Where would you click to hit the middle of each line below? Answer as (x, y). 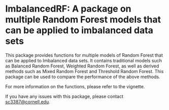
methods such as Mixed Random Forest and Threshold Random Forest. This (84, 71)
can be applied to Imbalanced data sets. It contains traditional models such (84, 60)
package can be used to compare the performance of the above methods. (83, 77)
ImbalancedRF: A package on (68, 9)
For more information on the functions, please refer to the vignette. (75, 86)
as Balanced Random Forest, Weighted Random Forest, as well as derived (82, 66)
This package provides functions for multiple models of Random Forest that (84, 55)
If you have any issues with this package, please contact (64, 96)
